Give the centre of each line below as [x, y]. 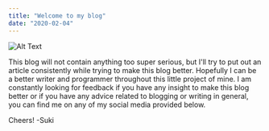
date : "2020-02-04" [41, 23]
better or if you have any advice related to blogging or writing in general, [128, 96]
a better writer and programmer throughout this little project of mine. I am [130, 79]
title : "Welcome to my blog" [57, 16]
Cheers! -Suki [31, 120]
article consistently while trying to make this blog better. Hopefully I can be [132, 70]
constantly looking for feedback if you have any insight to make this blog [129, 87]
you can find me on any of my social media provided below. [107, 104]
